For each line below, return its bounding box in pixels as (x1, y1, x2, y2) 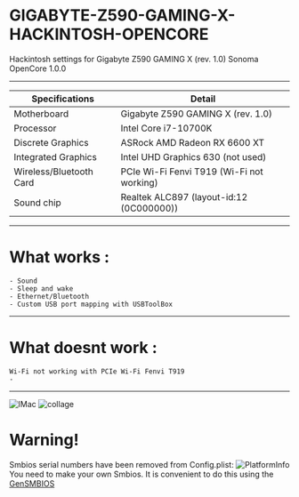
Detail (190, 92, 216, 105)
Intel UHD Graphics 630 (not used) (120, 150, 267, 163)
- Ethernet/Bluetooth (9, 292, 90, 301)
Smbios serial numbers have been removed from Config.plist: (9, 459, 234, 469)
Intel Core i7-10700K (120, 122, 213, 134)
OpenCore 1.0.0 (9, 63, 67, 74)
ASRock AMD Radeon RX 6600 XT (120, 136, 265, 148)
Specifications (30, 92, 95, 105)
